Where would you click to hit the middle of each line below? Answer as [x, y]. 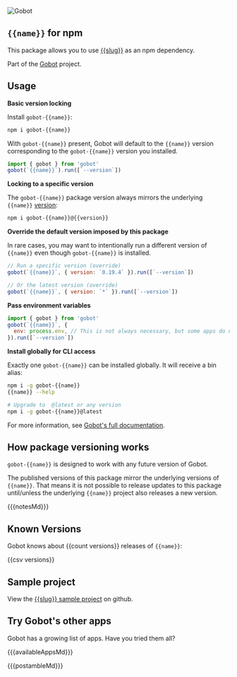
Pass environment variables [49, 305]
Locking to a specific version [50, 184]
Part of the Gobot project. [44, 64]
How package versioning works [78, 447]
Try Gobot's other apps [59, 621]
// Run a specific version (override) [64, 266]
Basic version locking [39, 103]
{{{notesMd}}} [28, 507]
